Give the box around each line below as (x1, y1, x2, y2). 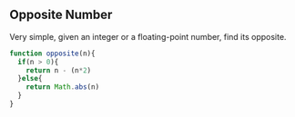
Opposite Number (9, 7, 113, 23)
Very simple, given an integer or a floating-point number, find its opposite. (9, 31, 287, 42)
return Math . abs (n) (25, 83, 100, 92)
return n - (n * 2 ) (25, 65, 92, 75)
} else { (17, 74, 43, 83)
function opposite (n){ (9, 49, 96, 58)
